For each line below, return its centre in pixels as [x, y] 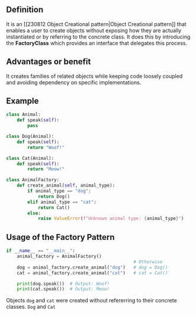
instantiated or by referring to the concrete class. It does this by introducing [98, 37]
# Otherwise [148, 262]
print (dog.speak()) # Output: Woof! [63, 284]
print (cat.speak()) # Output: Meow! [63, 289]
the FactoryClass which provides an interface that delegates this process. [97, 43]
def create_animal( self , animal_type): [66, 186]
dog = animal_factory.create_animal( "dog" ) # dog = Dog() [92, 267]
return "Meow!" [46, 169]
